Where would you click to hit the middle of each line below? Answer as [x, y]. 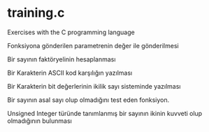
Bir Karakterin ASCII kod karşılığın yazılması [70, 73]
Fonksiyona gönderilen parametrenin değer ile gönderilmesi [93, 45]
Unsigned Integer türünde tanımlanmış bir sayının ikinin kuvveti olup [105, 113]
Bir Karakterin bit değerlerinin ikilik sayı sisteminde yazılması [94, 86]
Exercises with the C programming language [71, 32]
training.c [36, 13]
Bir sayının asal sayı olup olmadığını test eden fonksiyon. [88, 100]
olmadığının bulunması [39, 121]
